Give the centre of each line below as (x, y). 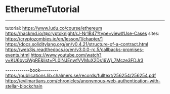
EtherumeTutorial (42, 9)
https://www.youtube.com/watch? (66, 55)
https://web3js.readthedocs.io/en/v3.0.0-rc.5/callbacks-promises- (75, 50)
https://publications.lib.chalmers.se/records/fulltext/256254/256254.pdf (81, 75)
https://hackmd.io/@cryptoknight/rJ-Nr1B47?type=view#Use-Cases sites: (82, 33)
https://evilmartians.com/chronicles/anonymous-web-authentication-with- (83, 81)
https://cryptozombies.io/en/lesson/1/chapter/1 (54, 38)
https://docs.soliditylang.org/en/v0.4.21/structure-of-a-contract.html (77, 44)
